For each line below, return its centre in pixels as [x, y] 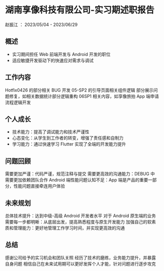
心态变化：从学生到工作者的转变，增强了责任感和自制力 [68, 138]
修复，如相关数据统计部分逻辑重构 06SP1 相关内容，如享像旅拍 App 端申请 [84, 96]
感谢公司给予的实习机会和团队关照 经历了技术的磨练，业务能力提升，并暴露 [81, 257]
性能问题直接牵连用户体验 [39, 186]
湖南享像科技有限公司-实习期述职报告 [80, 10]
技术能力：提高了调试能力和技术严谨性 [51, 132]
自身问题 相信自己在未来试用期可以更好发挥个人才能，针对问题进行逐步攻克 [81, 264]
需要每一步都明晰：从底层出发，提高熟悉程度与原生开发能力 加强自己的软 [78, 222]
